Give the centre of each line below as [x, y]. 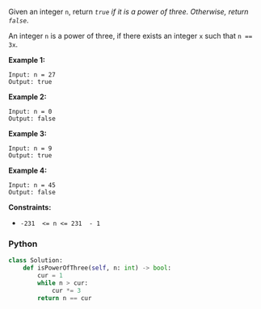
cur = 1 [50, 276]
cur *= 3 [66, 290]
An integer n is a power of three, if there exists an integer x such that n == [130, 36]
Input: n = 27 [32, 75]
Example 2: [27, 97]
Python [23, 244]
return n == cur [65, 298]
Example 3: [27, 134]
